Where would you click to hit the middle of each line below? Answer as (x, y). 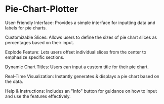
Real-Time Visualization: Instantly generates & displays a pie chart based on (82, 76)
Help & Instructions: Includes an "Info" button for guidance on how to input (81, 91)
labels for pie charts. (26, 27)
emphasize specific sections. (35, 57)
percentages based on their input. (40, 42)
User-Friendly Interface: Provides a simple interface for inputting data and (80, 23)
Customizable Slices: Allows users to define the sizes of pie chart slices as (81, 37)
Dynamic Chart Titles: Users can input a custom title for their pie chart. (77, 67)
